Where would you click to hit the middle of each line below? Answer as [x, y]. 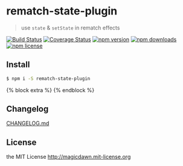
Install [18, 65]
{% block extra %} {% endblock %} [50, 90]
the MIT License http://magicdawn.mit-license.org [69, 157]
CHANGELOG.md [28, 123]
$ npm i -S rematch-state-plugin [48, 78]
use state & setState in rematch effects [70, 28]
